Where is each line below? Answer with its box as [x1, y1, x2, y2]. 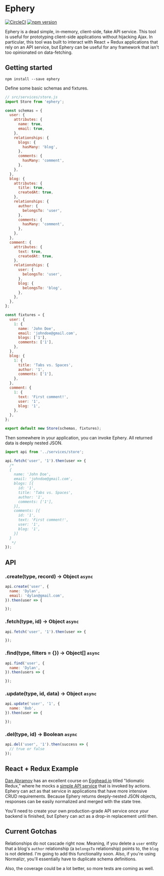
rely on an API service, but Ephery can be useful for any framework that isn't [5, 44, 159, 50]
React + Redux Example [5, 764, 79, 773]
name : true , [18, 122, 42, 127]
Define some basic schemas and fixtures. [5, 85, 89, 91]
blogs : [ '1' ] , [18, 335, 47, 340]
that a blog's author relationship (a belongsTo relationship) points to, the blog [5, 845, 159, 852]
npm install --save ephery [5, 76, 60, 81]
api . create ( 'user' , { [5, 584, 49, 589]
